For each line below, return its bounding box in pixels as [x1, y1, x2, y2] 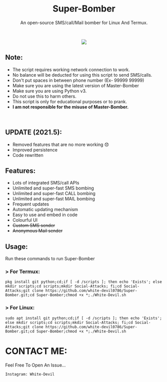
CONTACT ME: [5, 345, 67, 356]
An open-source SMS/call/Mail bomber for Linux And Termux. [20, 20, 148, 26]
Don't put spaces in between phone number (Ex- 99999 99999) [12, 77, 144, 83]
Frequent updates [12, 201, 49, 207]
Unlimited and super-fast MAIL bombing [12, 196, 95, 202]
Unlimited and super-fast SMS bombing [12, 185, 94, 191]
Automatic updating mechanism [12, 207, 78, 213]
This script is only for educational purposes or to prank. [12, 98, 127, 104]
